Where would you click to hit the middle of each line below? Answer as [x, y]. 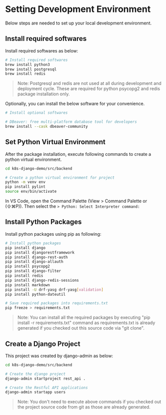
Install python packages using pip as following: [53, 234]
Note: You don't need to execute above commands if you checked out [89, 402]
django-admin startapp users [35, 392]
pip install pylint [25, 187]
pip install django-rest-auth [37, 257]
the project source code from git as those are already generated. [84, 407]
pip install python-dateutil [35, 294]
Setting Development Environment [78, 9]
